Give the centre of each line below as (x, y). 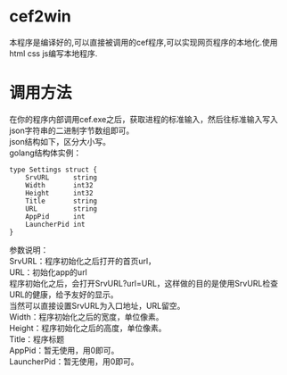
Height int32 (59, 193)
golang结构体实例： (45, 153)
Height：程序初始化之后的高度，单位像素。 (88, 328)
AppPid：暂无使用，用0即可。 (64, 350)
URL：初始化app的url (48, 272)
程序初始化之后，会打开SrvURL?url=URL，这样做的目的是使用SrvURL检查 (144, 283)
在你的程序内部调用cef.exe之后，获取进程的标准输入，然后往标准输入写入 (143, 119)
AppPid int (56, 216)
